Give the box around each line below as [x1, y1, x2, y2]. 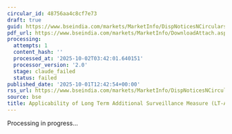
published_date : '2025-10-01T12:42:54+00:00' [7, 81, 140, 88]
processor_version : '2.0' [13, 61, 88, 68]
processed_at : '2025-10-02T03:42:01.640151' [13, 55, 144, 62]
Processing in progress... [7, 119, 78, 127]
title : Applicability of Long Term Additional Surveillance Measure [7, 100, 209, 107]
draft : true [7, 17, 41, 23]
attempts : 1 [13, 42, 48, 49]
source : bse [7, 94, 41, 101]
